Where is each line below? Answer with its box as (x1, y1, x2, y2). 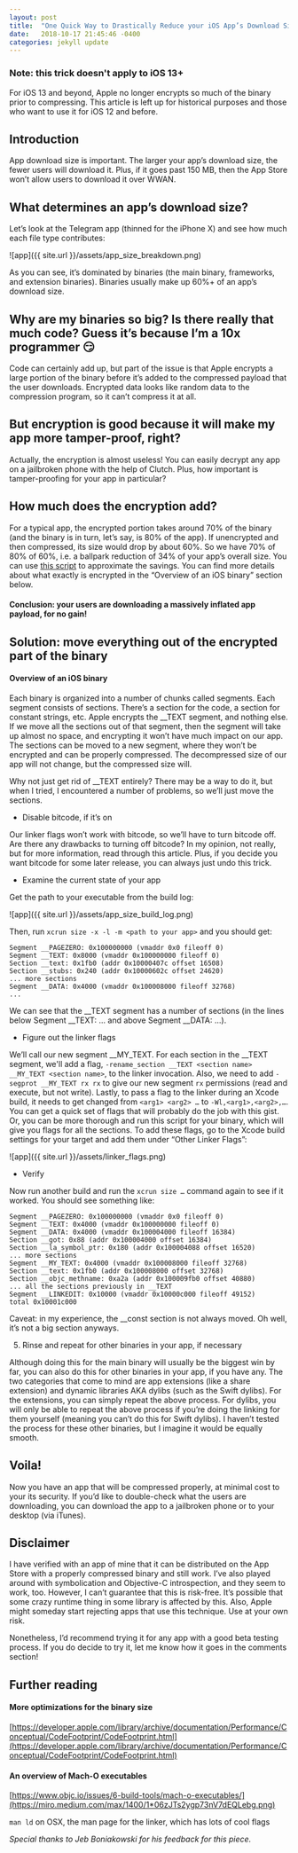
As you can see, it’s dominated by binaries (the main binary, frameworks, (9, 267, 275, 278)
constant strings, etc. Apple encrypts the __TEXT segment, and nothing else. (9, 711, 288, 722)
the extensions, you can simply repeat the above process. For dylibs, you (9, 1394, 277, 1405)
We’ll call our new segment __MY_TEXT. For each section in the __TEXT (9, 1048, 269, 1060)
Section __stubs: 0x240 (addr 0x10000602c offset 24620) (9, 966, 224, 976)
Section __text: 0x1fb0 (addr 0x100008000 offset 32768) (9, 1266, 224, 1276)
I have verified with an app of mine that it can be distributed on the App (9, 1559, 270, 1570)
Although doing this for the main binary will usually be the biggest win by (9, 1356, 275, 1367)
